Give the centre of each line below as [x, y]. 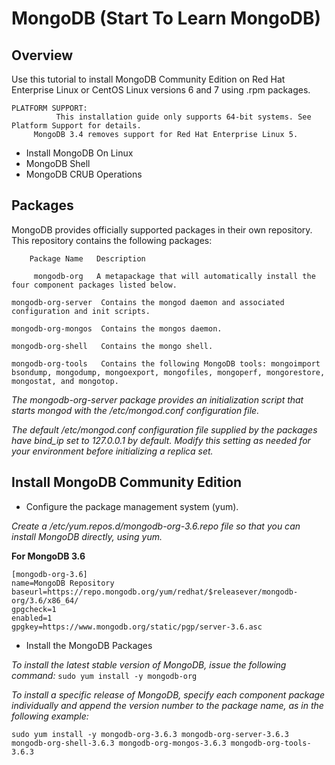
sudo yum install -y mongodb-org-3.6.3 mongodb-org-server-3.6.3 [150, 734]
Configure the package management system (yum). [132, 506]
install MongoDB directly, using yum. [87, 536]
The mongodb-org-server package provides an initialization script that [157, 399]
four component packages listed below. [94, 285]
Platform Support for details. [76, 126]
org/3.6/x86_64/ [45, 600]
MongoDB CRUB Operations [84, 174]
